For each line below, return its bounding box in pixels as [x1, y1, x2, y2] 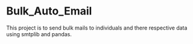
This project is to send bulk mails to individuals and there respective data [6, 24, 188, 31]
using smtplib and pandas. [6, 30, 72, 37]
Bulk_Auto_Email [6, 4, 92, 18]
